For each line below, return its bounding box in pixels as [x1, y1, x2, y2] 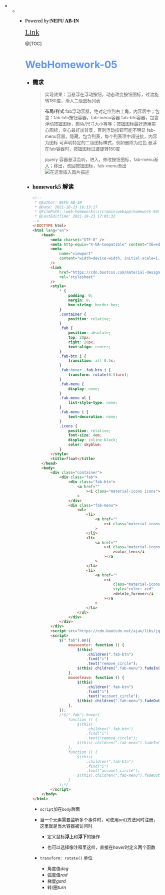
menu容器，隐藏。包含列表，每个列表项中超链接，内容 [44, 133, 157, 139]
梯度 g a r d [47, 878, 66, 884]
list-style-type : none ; [68, 400, 118, 405]
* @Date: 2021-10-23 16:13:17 [34, 204, 97, 209]
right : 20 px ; [68, 339, 95, 345]
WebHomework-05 [24, 58, 117, 71]
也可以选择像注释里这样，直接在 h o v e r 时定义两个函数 [47, 844, 156, 850]
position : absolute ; [68, 330, 111, 336]
